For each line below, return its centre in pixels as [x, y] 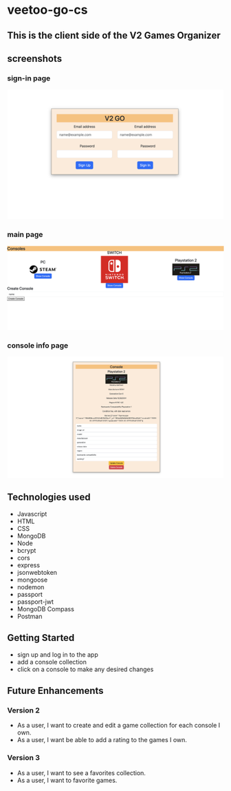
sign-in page [29, 78]
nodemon [31, 587]
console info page [38, 345]
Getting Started [41, 638]
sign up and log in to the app [57, 654]
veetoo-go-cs [47, 10]
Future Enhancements [56, 691]
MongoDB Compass [45, 609]
